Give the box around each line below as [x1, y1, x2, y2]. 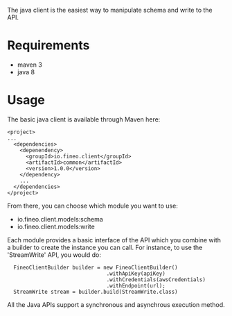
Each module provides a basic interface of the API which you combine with [7, 235, 222, 244]
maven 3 [17, 60, 43, 69]
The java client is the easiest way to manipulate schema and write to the [7, 6, 213, 14]
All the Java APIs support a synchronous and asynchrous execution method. [7, 300, 225, 308]
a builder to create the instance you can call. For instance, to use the [7, 243, 203, 251]
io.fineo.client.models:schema [17, 215, 104, 223]
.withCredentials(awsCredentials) [106, 276, 206, 283]
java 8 [17, 67, 35, 76]
